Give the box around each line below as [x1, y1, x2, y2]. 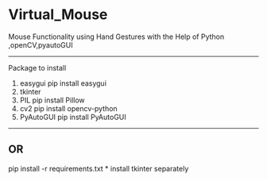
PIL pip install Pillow [19, 95, 85, 105]
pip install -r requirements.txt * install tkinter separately [8, 164, 189, 173]
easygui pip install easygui [19, 78, 107, 88]
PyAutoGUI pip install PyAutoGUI [19, 112, 127, 121]
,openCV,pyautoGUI [8, 40, 73, 49]
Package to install [8, 63, 67, 72]
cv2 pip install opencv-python [19, 103, 118, 113]
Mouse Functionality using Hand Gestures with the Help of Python [8, 32, 225, 41]
